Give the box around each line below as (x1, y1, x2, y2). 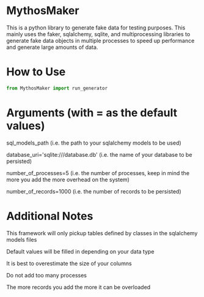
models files (6, 236, 37, 243)
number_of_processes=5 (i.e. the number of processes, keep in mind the (6, 169, 190, 176)
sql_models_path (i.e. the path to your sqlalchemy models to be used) (6, 139, 181, 146)
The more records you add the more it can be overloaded (6, 283, 151, 291)
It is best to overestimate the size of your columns (6, 260, 133, 267)
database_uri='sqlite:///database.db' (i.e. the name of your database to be (6, 151, 192, 158)
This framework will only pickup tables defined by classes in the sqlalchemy (6, 229, 198, 236)
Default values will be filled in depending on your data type (6, 247, 155, 255)
